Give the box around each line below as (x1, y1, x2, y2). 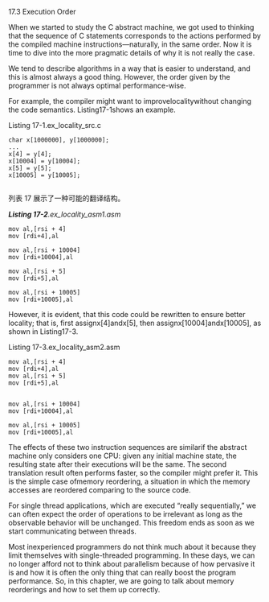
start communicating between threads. (8, 526, 137, 536)
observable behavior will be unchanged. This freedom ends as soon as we (8, 518, 255, 527)
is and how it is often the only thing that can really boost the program (8, 567, 237, 577)
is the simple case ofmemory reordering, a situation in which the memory (8, 476, 251, 486)
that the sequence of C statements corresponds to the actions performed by (8, 31, 261, 40)
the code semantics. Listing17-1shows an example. (8, 105, 177, 114)
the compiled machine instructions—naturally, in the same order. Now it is (8, 39, 252, 49)
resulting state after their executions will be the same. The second (8, 460, 227, 469)
